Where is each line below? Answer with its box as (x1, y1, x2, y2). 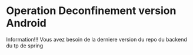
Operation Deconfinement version (6, 4, 177, 18)
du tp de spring (6, 42, 44, 49)
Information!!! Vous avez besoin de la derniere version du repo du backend (6, 36, 187, 43)
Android (6, 16, 47, 30)
